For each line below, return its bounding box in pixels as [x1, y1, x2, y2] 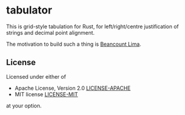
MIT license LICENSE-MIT [14, 90, 79, 97]
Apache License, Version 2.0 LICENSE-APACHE [14, 84, 131, 92]
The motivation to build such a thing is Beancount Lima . [6, 40, 142, 48]
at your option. [6, 102, 42, 109]
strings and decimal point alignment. [6, 29, 95, 36]
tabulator [6, 4, 53, 17]
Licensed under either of [6, 73, 66, 80]
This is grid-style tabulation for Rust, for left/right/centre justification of [6, 23, 179, 30]
